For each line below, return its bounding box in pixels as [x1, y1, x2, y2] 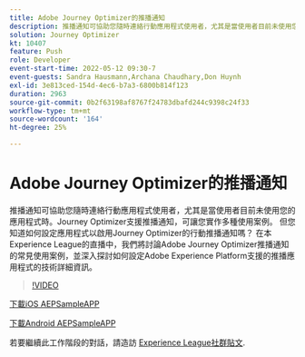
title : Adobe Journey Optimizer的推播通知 [9, 13, 166, 23]
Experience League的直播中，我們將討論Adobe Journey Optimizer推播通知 [9, 238, 290, 250]
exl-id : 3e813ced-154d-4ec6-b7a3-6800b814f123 [9, 81, 189, 90]
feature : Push [9, 47, 64, 56]
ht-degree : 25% [9, 124, 67, 133]
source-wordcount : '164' [9, 114, 103, 124]
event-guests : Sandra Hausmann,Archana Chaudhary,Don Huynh [9, 73, 242, 82]
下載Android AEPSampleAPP [9, 317, 116, 328]
